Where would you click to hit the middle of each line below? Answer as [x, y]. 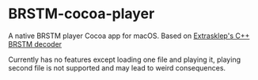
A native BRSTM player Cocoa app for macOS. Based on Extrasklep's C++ [129, 36]
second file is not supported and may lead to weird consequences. [117, 67]
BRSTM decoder [35, 44]
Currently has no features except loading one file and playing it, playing [125, 59]
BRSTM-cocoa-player [82, 14]
